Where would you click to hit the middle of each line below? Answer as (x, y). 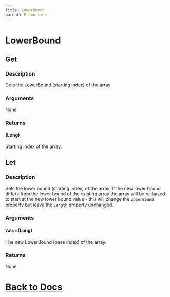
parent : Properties (26, 15)
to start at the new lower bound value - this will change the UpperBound (80, 199)
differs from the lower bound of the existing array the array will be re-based (85, 194)
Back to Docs (34, 287)
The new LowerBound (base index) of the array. (56, 242)
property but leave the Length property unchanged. (60, 205)
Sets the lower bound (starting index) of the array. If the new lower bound (83, 189)
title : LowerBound (25, 10)
